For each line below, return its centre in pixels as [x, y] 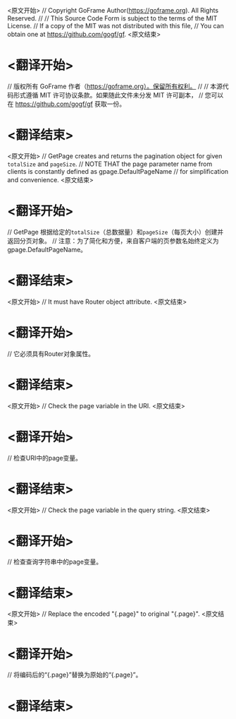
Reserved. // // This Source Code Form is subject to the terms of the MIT [112, 18]
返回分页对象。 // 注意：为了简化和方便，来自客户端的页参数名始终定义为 [113, 240]
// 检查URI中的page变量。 [45, 458]
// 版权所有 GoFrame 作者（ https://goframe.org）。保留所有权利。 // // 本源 [115, 86]
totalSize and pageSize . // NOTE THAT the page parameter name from [110, 164]
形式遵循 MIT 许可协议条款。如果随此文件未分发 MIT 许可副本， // [108, 95]
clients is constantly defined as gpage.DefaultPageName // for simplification [118, 171]
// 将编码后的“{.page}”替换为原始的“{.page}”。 [75, 675]
